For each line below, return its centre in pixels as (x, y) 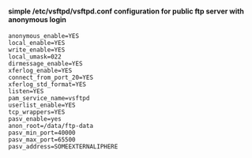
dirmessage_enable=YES (45, 64)
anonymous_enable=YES (44, 36)
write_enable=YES (37, 50)
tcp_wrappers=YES (37, 112)
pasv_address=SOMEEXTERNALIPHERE (63, 147)
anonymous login (38, 19)
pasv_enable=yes (35, 119)
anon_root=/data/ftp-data (51, 126)
